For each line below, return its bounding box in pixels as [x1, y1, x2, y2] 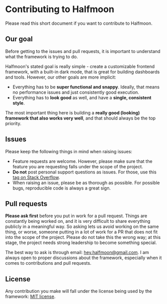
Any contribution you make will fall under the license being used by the [5, 288, 152, 294]
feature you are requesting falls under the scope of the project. [12, 163, 143, 169]
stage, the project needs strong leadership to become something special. [5, 239, 157, 246]
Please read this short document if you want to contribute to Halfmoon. [5, 20, 152, 26]
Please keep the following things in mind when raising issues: [5, 148, 132, 154]
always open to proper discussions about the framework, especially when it [5, 255, 162, 261]
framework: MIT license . [5, 293, 56, 299]
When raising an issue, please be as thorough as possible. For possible [12, 179, 160, 186]
